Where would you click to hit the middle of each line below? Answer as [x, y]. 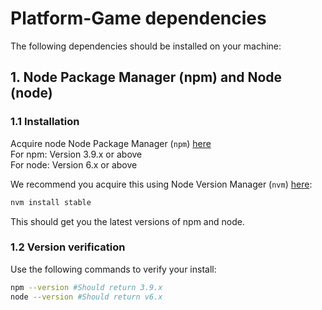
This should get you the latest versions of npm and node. [127, 221]
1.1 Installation [45, 122]
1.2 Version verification [68, 247]
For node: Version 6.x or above [74, 164]
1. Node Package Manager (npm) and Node [146, 77]
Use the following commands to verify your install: [113, 269]
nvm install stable [51, 202]
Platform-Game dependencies [138, 18]
